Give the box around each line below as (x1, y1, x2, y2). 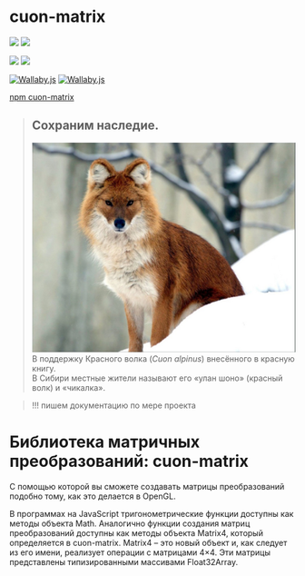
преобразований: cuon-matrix (9, 451, 250, 472)
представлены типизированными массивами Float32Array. (9, 556, 239, 567)
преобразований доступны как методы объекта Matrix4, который (9, 527, 263, 538)
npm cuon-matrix (9, 91, 74, 102)
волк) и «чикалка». (31, 382, 106, 392)
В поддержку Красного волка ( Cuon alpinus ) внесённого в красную (31, 353, 295, 364)
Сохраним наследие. (31, 118, 160, 134)
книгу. (31, 362, 56, 373)
